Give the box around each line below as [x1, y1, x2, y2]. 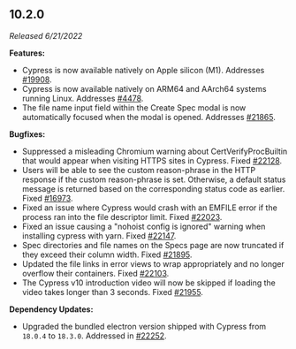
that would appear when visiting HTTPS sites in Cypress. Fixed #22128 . [21, 155, 283, 166]
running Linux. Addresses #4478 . [21, 93, 144, 103]
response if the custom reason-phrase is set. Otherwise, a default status [21, 174, 286, 185]
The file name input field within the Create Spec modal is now [21, 102, 247, 113]
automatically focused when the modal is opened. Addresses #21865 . [21, 111, 277, 122]
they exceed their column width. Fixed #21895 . [21, 249, 193, 260]
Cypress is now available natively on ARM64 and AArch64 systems [21, 83, 267, 94]
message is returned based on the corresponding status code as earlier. [21, 183, 285, 193]
